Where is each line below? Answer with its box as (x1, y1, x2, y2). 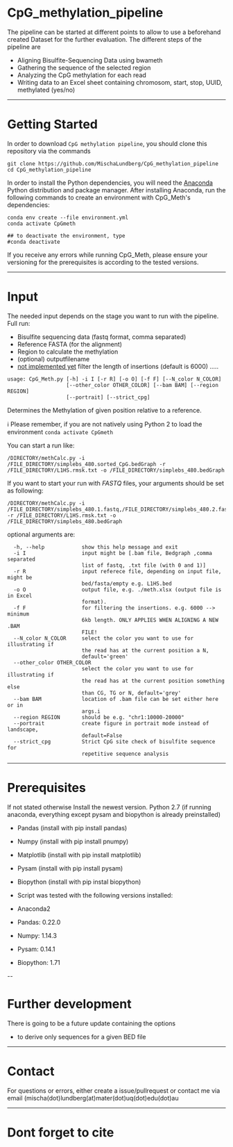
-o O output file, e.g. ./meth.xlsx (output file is (13, 586, 222, 593)
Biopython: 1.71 (17, 958, 60, 966)
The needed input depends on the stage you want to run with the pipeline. (7, 311, 219, 320)
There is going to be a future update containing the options (7, 1019, 176, 1028)
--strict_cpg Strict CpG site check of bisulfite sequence (13, 738, 216, 745)
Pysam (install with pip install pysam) (17, 864, 123, 873)
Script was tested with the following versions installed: (17, 891, 173, 899)
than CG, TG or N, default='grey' (81, 689, 182, 696)
